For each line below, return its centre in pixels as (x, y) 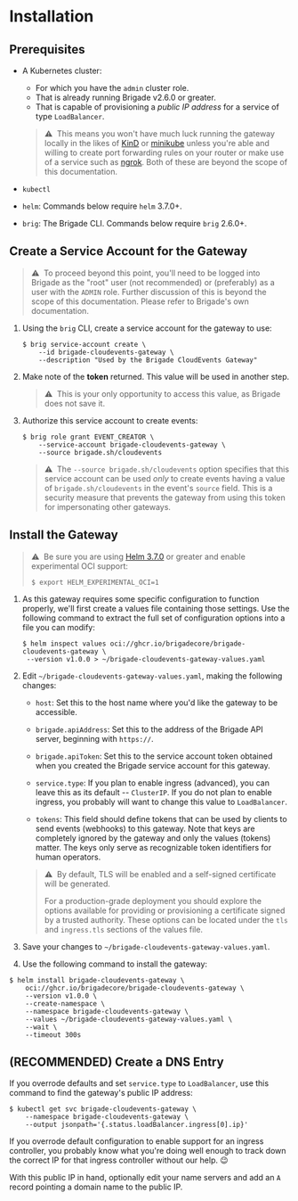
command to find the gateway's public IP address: (101, 1093)
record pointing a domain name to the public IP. (96, 1187)
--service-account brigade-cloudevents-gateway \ (132, 444)
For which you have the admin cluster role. (112, 88)
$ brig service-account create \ (84, 344)
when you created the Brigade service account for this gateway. (153, 765)
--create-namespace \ (65, 1004)
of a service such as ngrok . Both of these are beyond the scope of (165, 162)
